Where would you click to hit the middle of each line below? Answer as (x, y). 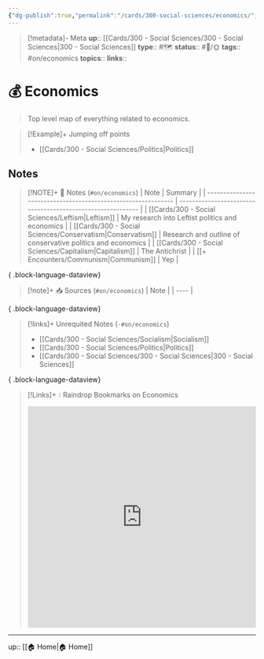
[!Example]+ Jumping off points (79, 134)
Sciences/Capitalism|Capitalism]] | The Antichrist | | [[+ (117, 251)
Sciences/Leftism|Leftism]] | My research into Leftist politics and (132, 218)
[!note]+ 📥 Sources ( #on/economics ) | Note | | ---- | (110, 291)
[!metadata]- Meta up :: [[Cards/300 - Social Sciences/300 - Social (135, 38)
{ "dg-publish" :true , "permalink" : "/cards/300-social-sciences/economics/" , (133, 15)
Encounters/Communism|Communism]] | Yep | (103, 260)
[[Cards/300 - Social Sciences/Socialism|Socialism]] (124, 339)
